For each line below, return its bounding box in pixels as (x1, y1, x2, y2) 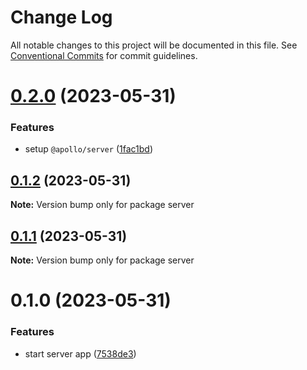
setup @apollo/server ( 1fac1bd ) (24, 143, 153, 155)
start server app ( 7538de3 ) (24, 347, 137, 360)
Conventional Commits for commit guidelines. (10, 49, 198, 61)
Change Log (10, 6, 113, 29)
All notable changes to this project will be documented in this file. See (10, 39, 298, 51)
